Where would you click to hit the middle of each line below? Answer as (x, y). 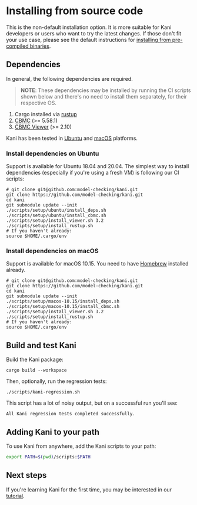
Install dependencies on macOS (52, 251)
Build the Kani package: (35, 360)
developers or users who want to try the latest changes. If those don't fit (94, 33)
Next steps (26, 475)
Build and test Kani (41, 345)
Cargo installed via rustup (46, 114)
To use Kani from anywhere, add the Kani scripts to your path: (81, 446)
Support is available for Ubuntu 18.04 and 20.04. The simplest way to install (98, 166)
